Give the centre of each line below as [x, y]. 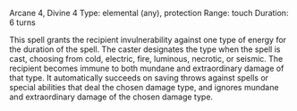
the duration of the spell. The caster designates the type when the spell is [145, 49]
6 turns [22, 22]
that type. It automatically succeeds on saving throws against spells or [139, 78]
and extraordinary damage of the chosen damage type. [111, 97]
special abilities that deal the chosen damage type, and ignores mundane [144, 87]
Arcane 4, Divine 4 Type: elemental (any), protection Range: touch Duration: [149, 13]
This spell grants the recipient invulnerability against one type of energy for [148, 40]
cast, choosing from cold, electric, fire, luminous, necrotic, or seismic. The [146, 59]
